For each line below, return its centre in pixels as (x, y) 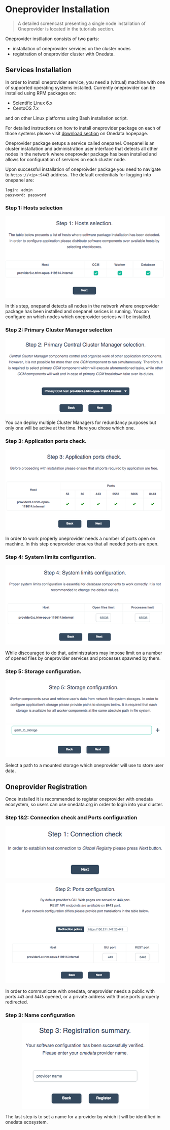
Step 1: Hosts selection (34, 208)
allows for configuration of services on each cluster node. (66, 159)
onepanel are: (20, 180)
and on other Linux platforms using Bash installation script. (67, 118)
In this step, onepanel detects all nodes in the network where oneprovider (82, 306)
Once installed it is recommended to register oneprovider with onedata (79, 799)
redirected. (17, 1002)
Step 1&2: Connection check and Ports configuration (71, 817)
